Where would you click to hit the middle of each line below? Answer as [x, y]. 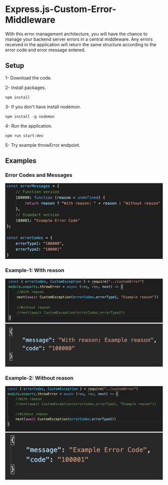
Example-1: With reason [35, 270]
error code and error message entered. [45, 50]
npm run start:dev [24, 136]
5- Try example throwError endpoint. [43, 145]
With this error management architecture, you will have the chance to [76, 34]
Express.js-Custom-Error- [61, 9]
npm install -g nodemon [30, 117]
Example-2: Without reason [39, 378]
